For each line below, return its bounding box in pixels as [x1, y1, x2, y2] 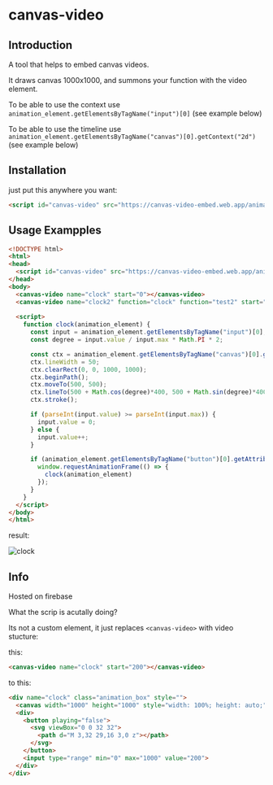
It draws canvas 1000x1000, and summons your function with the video [8, 76, 248, 85]
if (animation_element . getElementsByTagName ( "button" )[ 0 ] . [29, 456, 234, 464]
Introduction [8, 38, 73, 52]
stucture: [8, 632, 39, 642]
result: [8, 530, 30, 540]
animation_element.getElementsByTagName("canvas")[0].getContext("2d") [8, 133, 256, 141]
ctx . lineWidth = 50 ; [29, 358, 100, 366]
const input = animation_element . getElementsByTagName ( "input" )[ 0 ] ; [29, 328, 267, 337]
